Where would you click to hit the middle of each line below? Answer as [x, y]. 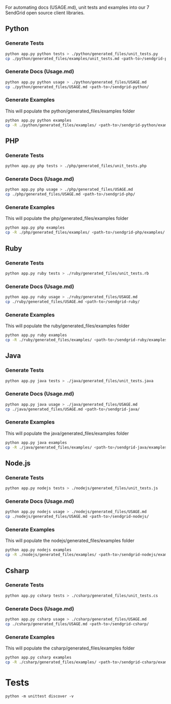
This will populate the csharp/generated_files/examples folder [70, 648]
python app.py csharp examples [38, 658]
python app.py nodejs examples [38, 550]
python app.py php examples [35, 228]
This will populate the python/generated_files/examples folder [70, 111]
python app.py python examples [38, 120]
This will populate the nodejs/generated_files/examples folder [70, 541]
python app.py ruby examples [36, 335]
